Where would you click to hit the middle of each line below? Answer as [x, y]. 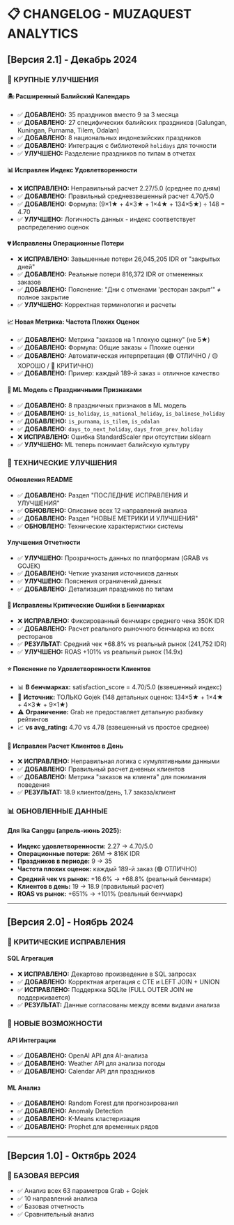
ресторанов [35, 637]
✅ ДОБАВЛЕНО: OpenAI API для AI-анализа [83, 1055]
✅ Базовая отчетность [51, 1207]
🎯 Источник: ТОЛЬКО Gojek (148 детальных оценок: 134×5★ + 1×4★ [120, 697]
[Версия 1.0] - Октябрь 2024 [72, 1156]
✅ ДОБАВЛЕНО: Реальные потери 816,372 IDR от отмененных [110, 274]
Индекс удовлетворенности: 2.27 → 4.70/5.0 [85, 846]
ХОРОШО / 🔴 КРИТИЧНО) [55, 366]
